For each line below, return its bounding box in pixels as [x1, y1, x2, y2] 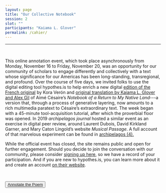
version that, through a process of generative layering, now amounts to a [5, 100, 153, 106]
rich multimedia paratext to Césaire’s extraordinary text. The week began [5, 105, 154, 111]
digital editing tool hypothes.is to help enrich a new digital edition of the [5, 84, 151, 90]
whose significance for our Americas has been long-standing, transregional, [5, 74, 161, 79]
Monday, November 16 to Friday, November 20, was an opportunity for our [5, 63, 157, 69]
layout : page [5, 7, 32, 12]
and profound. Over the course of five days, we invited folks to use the [5, 79, 149, 84]
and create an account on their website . [5, 162, 86, 168]
